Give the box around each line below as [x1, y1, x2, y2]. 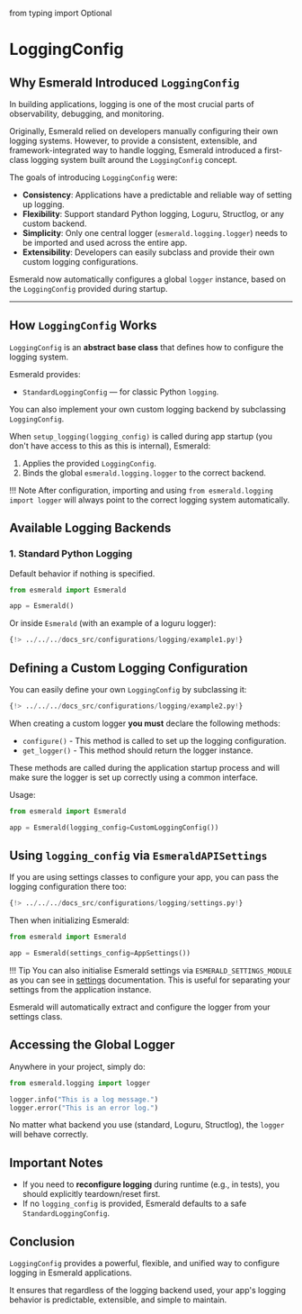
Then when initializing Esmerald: [9, 915, 129, 926]
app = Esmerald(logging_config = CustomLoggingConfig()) [9, 823, 219, 832]
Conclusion [9, 1234, 75, 1249]
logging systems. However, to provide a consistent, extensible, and [9, 135, 258, 146]
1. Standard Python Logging [9, 548, 133, 560]
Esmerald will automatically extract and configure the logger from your [9, 1001, 271, 1012]
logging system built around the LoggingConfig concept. [30, 155, 238, 165]
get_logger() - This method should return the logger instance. [22, 745, 253, 756]
